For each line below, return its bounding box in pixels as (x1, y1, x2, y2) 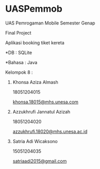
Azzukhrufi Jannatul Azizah (12, 108, 71, 115)
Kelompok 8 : (5, 69, 33, 75)
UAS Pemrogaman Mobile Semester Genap (5, 20, 95, 26)
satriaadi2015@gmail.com (12, 158, 67, 164)
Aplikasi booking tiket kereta (5, 39, 64, 46)
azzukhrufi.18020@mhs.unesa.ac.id (12, 128, 88, 134)
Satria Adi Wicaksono (12, 138, 58, 144)
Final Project (5, 30, 31, 36)
